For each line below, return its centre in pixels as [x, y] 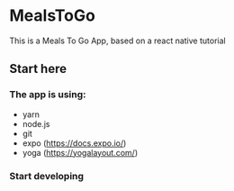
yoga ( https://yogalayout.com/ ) [80, 152]
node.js [36, 123]
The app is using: [48, 95]
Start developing [46, 176]
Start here [38, 69]
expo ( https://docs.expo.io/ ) [74, 143]
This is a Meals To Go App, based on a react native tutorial [118, 41]
